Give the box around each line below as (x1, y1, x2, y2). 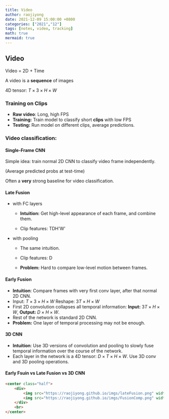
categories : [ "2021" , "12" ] (5, 21, 62, 27)
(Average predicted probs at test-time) (5, 168, 85, 174)
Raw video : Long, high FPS (12, 111, 69, 117)
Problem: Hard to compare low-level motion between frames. (20, 265, 148, 271)
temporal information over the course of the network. (12, 348, 123, 354)
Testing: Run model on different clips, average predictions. (12, 122, 135, 128)
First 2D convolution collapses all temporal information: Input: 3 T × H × (12, 303, 160, 309)
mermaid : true (5, 36, 35, 41)
